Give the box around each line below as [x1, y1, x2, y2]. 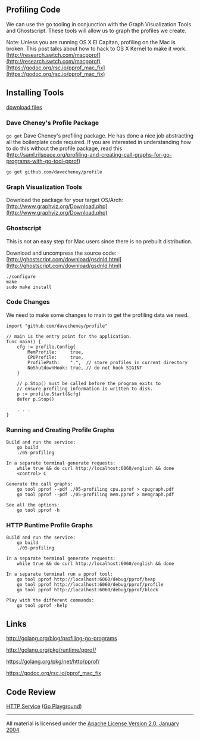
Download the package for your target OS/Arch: [6, 197, 124, 204]
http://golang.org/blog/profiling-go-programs [6, 635, 117, 642]
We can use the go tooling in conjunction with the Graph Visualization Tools [6, 20, 192, 28]
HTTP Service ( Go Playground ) [6, 703, 82, 710]
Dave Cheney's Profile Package [6, 118, 99, 127]
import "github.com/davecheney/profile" [6, 323, 108, 329]
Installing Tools [6, 88, 64, 98]
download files [6, 103, 43, 111]
